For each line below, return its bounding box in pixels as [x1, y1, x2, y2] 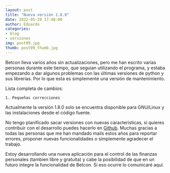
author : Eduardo [5, 21, 40, 27]
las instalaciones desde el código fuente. [5, 109, 92, 116]
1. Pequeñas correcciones [5, 95, 60, 100]
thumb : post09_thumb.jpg [5, 45, 58, 50]
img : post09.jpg [5, 41, 40, 46]
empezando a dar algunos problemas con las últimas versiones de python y [5, 70, 164, 76]
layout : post [5, 7, 33, 13]
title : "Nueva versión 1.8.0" [5, 12, 70, 17]
